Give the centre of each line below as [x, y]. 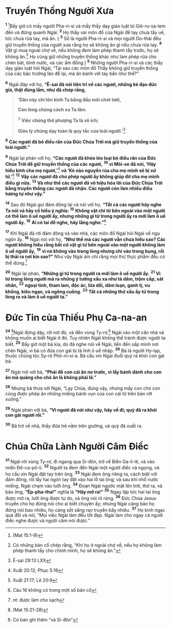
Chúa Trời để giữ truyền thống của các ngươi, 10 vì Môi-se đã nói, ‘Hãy [81, 164]
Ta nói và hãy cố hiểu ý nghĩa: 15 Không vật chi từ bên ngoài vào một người [85, 210]
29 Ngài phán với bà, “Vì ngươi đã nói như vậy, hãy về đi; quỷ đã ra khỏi [81, 409]
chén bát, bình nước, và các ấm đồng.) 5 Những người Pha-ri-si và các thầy [84, 62]
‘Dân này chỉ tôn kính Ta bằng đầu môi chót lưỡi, [69, 99]
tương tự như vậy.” [25, 193]
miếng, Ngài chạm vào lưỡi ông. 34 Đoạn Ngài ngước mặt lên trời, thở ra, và [84, 485]
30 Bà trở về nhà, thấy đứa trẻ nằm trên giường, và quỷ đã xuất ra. [74, 425]
